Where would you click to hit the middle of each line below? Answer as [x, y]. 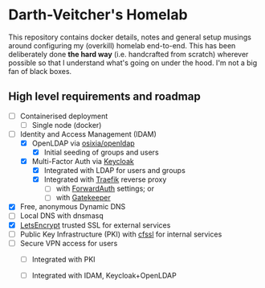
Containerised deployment [64, 116]
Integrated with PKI [63, 259]
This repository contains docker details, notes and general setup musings [130, 37]
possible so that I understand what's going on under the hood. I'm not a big [133, 63]
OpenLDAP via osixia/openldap [83, 143]
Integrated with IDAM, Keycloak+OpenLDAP [104, 275]
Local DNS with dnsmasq [61, 216]
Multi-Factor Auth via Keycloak [83, 162]
